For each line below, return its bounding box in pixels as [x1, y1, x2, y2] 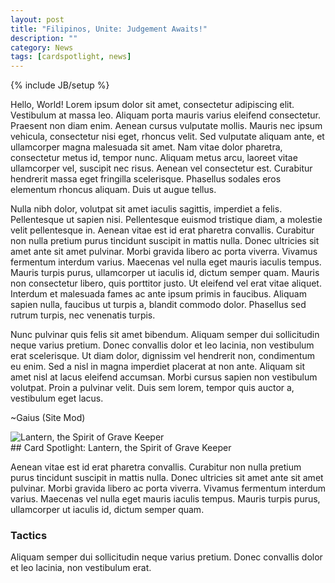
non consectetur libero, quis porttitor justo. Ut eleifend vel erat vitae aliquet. [10, 277, 322, 290]
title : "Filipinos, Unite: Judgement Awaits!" [10, 24, 208, 34]
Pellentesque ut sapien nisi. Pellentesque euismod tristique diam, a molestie [10, 214, 323, 226]
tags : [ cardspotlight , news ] [10, 52, 132, 62]
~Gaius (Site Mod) [10, 412, 86, 424]
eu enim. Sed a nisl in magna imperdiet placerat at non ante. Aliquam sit [10, 361, 306, 373]
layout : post [10, 14, 65, 25]
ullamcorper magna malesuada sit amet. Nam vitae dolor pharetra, [10, 141, 283, 153]
